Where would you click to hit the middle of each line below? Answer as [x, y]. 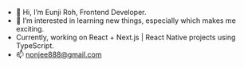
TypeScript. [35, 46]
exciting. [30, 29]
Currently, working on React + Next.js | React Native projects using [126, 37]
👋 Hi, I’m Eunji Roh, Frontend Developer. [81, 12]
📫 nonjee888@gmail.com [59, 54]
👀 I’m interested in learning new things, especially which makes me [126, 20]
